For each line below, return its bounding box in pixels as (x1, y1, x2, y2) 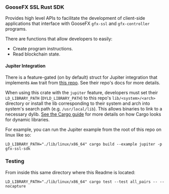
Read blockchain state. (12, 51, 61, 57)
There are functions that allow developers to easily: (5, 36, 113, 42)
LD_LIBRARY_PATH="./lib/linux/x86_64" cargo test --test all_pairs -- (5, 179, 158, 184)
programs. (5, 26, 27, 32)
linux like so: (5, 131, 31, 138)
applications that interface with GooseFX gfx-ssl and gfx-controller (5, 20, 150, 26)
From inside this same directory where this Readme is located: (5, 169, 136, 175)
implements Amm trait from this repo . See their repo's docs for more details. (5, 79, 161, 86)
